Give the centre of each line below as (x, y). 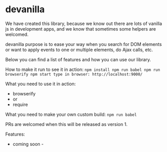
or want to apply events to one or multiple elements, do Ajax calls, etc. (79, 49)
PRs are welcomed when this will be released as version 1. (66, 124)
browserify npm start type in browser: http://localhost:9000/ (74, 74)
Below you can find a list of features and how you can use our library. (78, 59)
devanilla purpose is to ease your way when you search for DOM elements (83, 44)
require (20, 104)
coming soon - (28, 144)
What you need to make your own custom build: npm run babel (71, 114)
